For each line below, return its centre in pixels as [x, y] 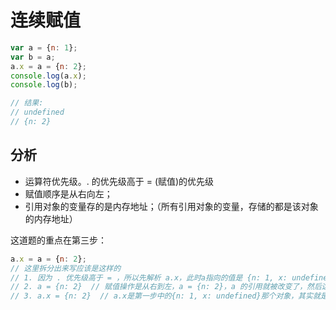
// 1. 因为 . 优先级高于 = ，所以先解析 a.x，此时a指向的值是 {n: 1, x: [149, 277]
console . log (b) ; [44, 85]
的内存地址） [51, 218]
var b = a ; [33, 57]
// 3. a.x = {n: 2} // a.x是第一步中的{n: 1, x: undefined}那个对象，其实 [161, 296]
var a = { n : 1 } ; [44, 47]
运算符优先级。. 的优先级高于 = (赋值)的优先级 [119, 181]
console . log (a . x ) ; [48, 76]
